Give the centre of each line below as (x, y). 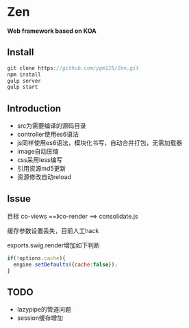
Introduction (34, 108)
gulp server (24, 81)
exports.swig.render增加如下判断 (54, 245)
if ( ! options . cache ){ (37, 258)
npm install (24, 74)
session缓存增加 (40, 318)
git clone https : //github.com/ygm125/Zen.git (73, 68)
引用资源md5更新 (41, 169)
